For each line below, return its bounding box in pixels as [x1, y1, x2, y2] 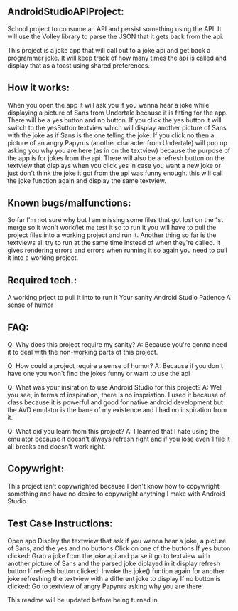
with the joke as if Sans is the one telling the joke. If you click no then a [7, 131, 215, 140]
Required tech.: [7, 274, 77, 286]
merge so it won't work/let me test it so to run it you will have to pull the [7, 224, 217, 232]
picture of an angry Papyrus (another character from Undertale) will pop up [7, 138, 227, 147]
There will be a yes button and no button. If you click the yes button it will [7, 115, 222, 124]
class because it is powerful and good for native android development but [7, 398, 224, 407]
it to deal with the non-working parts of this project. [7, 348, 158, 357]
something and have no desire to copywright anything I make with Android [7, 489, 225, 498]
